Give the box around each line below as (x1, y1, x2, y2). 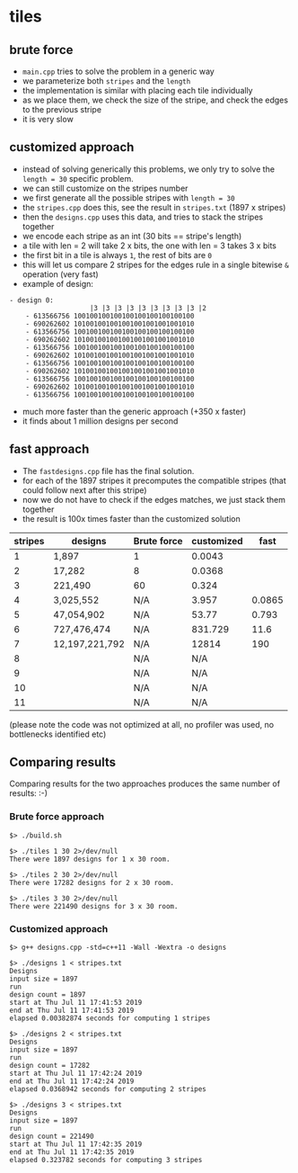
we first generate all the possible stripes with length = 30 (22, 192, 235, 203)
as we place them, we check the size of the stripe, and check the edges (22, 94, 289, 105)
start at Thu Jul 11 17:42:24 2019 (9, 1069, 143, 1079)
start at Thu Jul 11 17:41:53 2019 (9, 998, 143, 1007)
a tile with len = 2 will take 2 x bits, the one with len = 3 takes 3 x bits (22, 240, 276, 251)
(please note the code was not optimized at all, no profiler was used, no (9, 719, 275, 730)
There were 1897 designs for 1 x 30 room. (9, 855, 171, 864)
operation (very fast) (22, 268, 99, 280)
